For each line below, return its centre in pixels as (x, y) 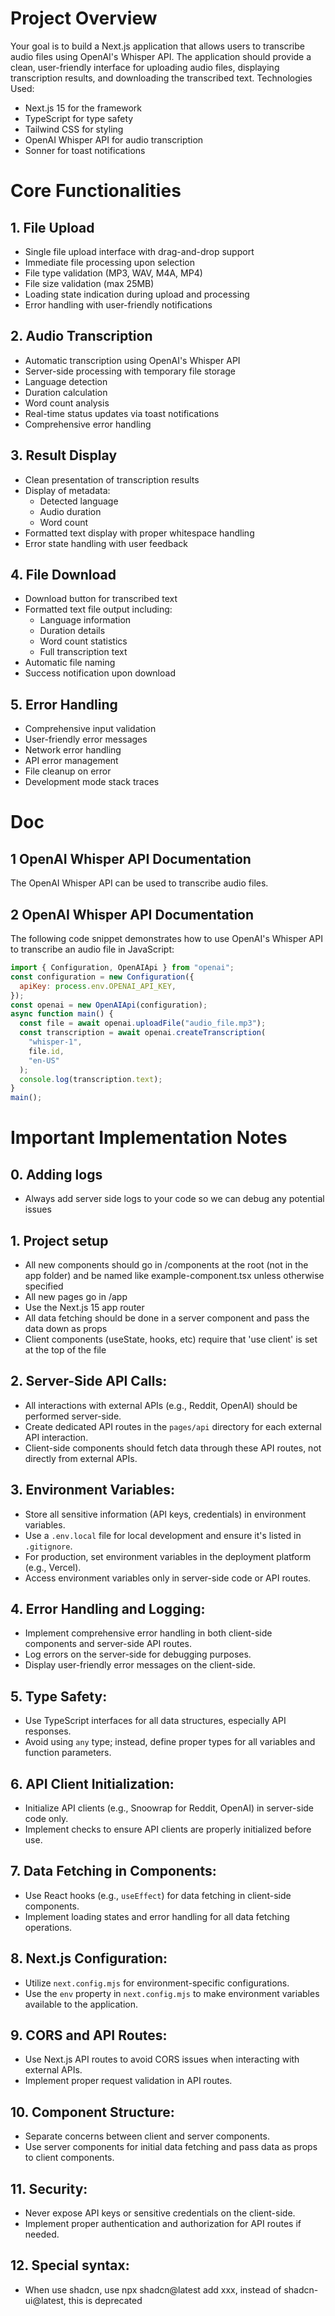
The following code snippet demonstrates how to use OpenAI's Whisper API (166, 938)
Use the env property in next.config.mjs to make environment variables (172, 1993)
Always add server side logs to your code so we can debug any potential (174, 1199)
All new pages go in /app (76, 1296)
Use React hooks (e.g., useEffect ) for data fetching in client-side (158, 1895)
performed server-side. (73, 1416)
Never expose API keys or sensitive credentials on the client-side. (160, 2213)
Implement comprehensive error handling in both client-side (148, 1633)
